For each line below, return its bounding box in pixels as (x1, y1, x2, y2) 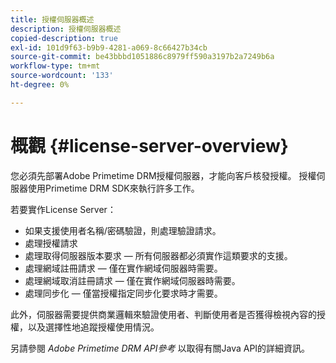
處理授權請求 (24, 237, 78, 249)
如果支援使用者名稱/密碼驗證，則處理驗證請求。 (24, 224, 222, 236)
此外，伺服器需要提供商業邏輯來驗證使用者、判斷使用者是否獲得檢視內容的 (10, 308, 317, 320)
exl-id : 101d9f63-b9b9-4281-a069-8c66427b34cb (10, 42, 208, 53)
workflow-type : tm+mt (10, 61, 101, 71)
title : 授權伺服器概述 (10, 14, 95, 25)
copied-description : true (10, 33, 118, 43)
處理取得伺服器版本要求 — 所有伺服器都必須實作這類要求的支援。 (24, 249, 293, 261)
